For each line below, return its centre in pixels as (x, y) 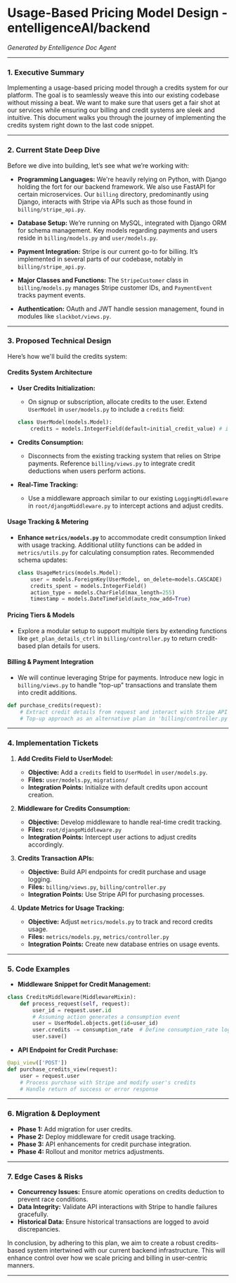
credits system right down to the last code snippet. (81, 125)
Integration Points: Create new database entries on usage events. (124, 944)
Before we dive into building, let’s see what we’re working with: (98, 165)
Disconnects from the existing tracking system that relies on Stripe (124, 455)
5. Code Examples (39, 969)
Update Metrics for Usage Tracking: (71, 908)
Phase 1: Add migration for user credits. (75, 1129)
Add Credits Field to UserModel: (65, 759)
